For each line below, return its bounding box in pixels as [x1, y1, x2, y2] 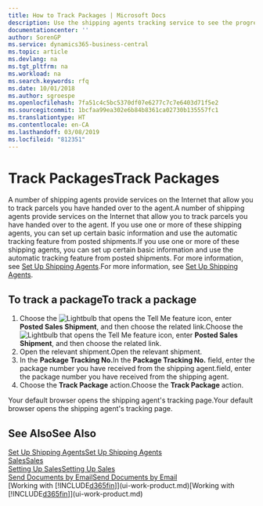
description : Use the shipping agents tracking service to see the [8, 19, 233, 27]
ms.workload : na [8, 70, 61, 78]
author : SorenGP [8, 33, 61, 42]
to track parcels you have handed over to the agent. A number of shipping [8, 203, 245, 213]
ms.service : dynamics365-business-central [8, 41, 149, 49]
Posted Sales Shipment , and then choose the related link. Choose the [19, 322, 243, 332]
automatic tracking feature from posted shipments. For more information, [8, 253, 244, 263]
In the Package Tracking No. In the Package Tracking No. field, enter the [19, 355, 255, 365]
